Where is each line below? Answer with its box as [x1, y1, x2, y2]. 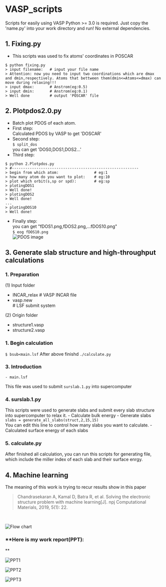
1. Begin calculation [5, 340, 53, 347]
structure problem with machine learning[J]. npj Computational [17, 499, 147, 505]
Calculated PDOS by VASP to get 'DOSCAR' [12, 131, 102, 137]
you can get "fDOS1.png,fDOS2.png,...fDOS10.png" [12, 223, 118, 229]
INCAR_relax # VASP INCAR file [12, 292, 77, 298]
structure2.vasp [12, 327, 45, 333]
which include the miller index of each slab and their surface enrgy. [5, 456, 143, 462]
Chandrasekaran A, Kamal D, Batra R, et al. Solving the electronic [17, 494, 151, 500]
